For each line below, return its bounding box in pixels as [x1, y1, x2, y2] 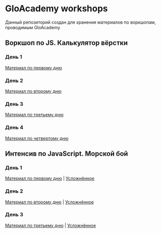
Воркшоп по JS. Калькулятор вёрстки [5, 39, 128, 47]
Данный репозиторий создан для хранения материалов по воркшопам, [5, 19, 156, 25]
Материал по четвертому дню [5, 135, 69, 141]
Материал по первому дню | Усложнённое [5, 175, 95, 181]
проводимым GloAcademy [5, 24, 61, 30]
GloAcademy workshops [5, 3, 108, 14]
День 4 [5, 124, 24, 131]
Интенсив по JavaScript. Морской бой [5, 149, 128, 158]
